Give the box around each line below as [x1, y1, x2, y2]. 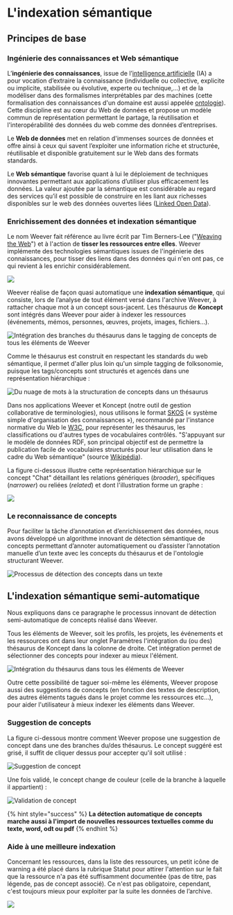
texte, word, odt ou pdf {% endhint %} [7, 824, 118, 832]
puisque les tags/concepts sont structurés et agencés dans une [7, 367, 189, 376]
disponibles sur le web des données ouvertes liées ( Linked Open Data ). [7, 199, 212, 208]
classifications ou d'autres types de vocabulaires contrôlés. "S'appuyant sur [7, 430, 225, 439]
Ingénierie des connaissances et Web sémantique [7, 53, 179, 63]
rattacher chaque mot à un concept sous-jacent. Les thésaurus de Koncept [7, 303, 223, 312]
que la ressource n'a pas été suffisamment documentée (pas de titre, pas [7, 872, 217, 880]
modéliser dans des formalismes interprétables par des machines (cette [7, 91, 213, 99]
